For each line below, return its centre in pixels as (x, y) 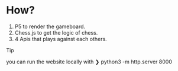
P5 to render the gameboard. (50, 26)
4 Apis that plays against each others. (61, 39)
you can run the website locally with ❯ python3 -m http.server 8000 (89, 62)
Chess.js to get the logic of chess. (56, 32)
